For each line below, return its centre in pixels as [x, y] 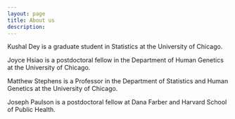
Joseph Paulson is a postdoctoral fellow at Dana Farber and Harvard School [117, 102]
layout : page [26, 14]
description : [26, 27]
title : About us [31, 20]
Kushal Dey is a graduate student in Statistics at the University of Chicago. [115, 47]
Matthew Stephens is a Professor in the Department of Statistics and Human [118, 81]
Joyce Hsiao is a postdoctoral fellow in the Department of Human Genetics [115, 60]
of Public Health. [32, 110]
